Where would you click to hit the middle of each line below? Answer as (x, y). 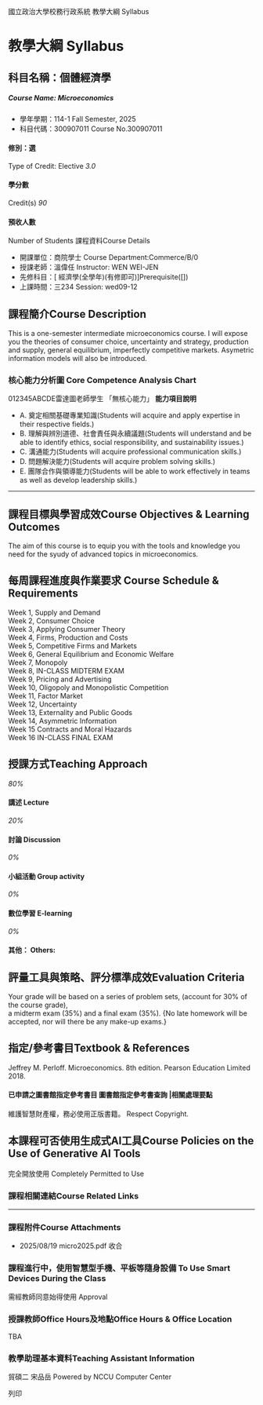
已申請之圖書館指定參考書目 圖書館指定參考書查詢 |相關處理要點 (110, 1095)
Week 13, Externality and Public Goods (70, 712)
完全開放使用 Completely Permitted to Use (76, 1173)
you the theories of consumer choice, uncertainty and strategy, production (128, 341)
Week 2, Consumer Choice (52, 620)
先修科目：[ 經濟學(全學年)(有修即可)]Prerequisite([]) (104, 277)
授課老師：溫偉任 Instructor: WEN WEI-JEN (89, 267)
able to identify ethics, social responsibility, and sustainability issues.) (131, 443)
